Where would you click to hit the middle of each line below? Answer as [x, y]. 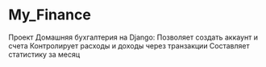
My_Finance [50, 15]
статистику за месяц [44, 54]
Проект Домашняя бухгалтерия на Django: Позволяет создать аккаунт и [133, 37]
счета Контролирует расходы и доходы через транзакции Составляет [129, 45]
